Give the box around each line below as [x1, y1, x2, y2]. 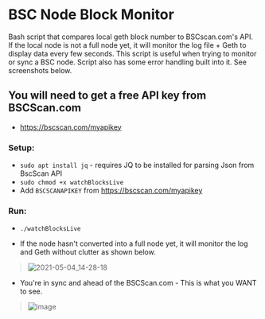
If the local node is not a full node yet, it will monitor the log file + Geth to [8, 40, 247, 49]
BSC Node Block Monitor [8, 6, 175, 24]
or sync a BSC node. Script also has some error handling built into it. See [8, 57, 247, 67]
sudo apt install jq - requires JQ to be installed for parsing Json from [19, 161, 255, 170]
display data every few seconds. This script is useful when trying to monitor [8, 49, 257, 58]
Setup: [8, 142, 35, 153]
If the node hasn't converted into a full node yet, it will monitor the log [19, 239, 248, 248]
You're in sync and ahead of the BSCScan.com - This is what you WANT [19, 278, 257, 288]
